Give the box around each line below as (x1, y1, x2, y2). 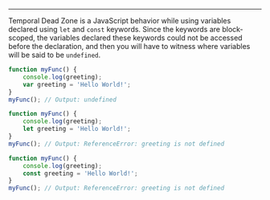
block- (222, 25, 243, 34)
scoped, (8, 33, 36, 43)
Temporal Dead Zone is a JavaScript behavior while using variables (8, 16, 231, 25)
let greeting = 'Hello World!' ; (22, 125, 131, 133)
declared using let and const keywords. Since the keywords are (8, 25, 221, 34)
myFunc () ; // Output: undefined (8, 96, 117, 104)
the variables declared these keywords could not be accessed (37, 33, 243, 43)
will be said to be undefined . (8, 50, 101, 59)
